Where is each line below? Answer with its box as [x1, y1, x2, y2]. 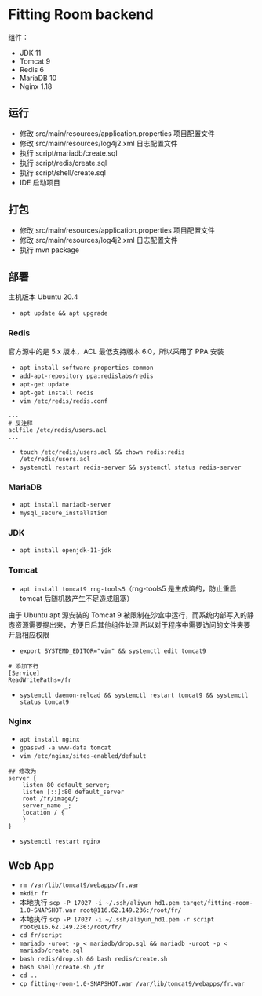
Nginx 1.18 [19, 81, 53, 91]
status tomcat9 [19, 698, 70, 706]
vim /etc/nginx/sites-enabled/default [19, 752, 147, 760]
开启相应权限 [8, 630, 49, 639]
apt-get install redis [19, 389, 94, 397]
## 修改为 [8, 767, 37, 775]
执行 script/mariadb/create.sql [19, 148, 118, 158]
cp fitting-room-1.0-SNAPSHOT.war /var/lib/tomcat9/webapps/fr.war [19, 980, 245, 987]
